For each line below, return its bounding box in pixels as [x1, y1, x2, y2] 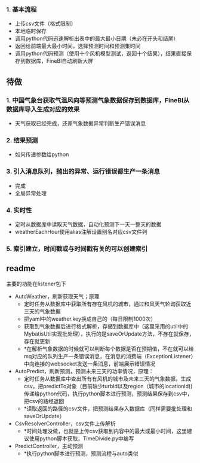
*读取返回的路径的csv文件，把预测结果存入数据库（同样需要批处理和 [23, 405, 192, 412]
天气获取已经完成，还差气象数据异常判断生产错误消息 [14, 120, 146, 127]
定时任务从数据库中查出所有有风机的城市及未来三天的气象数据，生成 [23, 375, 192, 382]
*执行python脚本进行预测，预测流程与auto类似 [23, 450, 139, 457]
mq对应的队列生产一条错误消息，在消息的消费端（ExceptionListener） [23, 352, 194, 360]
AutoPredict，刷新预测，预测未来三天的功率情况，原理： [14, 367, 154, 374]
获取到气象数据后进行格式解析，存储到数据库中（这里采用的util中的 [23, 322, 189, 330]
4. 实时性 [6, 206, 32, 214]
